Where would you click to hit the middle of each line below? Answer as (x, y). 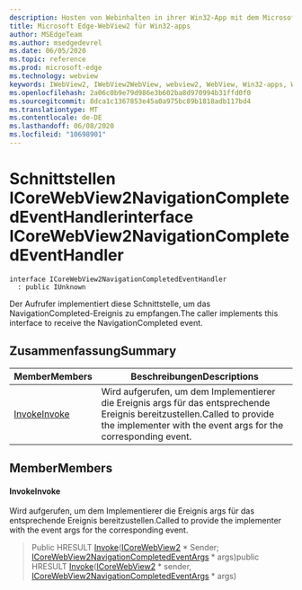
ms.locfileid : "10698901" (58, 135)
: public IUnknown (52, 287)
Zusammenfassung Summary (93, 351)
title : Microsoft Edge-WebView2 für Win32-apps (100, 26)
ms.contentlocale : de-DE (56, 118)
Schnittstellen (62, 179)
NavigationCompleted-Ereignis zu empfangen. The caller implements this (144, 313)
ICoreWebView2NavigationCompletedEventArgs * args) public (145, 557)
